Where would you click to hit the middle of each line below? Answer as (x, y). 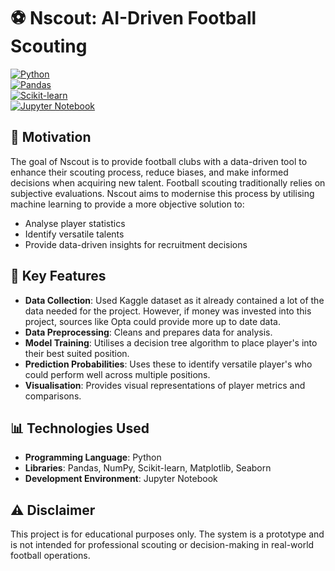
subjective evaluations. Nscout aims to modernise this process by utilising (162, 193)
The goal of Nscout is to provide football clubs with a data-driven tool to (159, 161)
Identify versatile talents (74, 234)
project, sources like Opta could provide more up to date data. (153, 321)
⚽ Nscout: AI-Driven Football (133, 18)
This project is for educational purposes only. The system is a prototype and (167, 534)
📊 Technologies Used (80, 428)
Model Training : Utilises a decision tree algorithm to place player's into (171, 342)
